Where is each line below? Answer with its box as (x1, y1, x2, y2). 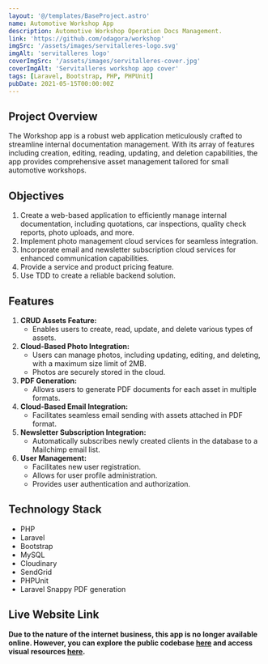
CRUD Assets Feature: (19, 315, 97, 325)
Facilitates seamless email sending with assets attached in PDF (32, 410, 243, 419)
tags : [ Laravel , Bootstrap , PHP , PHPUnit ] (8, 72, 154, 80)
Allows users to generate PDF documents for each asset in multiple (32, 384, 257, 394)
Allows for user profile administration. (32, 470, 158, 480)
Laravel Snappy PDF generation (19, 584, 126, 594)
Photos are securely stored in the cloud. (32, 367, 166, 377)
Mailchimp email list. (32, 445, 101, 454)
